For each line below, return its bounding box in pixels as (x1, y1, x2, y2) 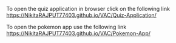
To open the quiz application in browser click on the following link (6, 5, 170, 12)
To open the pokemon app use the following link (6, 24, 127, 30)
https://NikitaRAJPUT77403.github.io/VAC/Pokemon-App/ (6, 30, 151, 37)
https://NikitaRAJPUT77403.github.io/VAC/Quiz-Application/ (6, 12, 157, 19)
